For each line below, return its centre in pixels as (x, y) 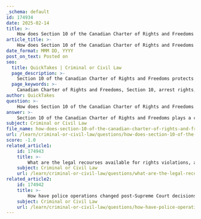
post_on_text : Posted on (37, 56)
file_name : (20, 129)
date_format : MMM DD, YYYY (40, 51)
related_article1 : (29, 145)
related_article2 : (29, 179)
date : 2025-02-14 (28, 23)
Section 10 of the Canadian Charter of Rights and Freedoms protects (106, 79)
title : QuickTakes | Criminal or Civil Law (66, 67)
